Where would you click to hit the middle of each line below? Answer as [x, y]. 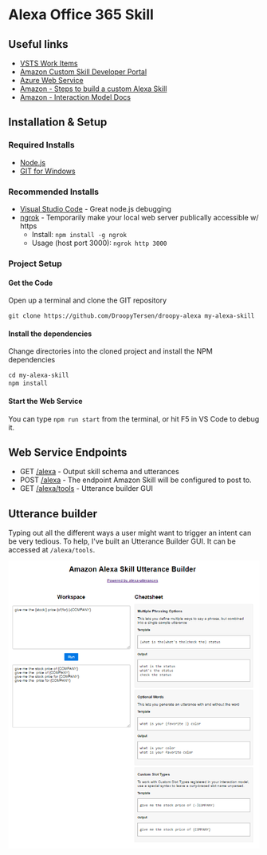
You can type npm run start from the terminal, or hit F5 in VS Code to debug [134, 419]
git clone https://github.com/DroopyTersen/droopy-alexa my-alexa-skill [132, 316]
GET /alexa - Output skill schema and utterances [99, 472]
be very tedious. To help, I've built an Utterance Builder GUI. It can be [122, 541]
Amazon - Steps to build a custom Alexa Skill [93, 89]
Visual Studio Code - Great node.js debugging [95, 208]
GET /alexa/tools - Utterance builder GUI [86, 489]
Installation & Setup [58, 123]
